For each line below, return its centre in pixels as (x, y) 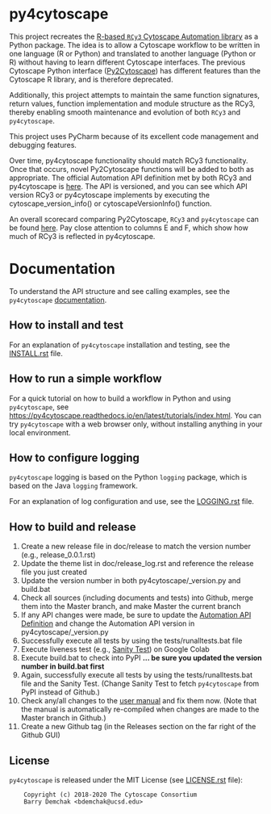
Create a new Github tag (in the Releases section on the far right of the (138, 727)
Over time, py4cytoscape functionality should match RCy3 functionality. (129, 160)
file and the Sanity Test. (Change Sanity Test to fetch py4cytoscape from (140, 684)
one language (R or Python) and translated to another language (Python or (133, 53)
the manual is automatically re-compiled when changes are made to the (140, 709)
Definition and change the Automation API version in (108, 623)
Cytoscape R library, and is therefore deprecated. (91, 79)
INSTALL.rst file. (36, 353)
